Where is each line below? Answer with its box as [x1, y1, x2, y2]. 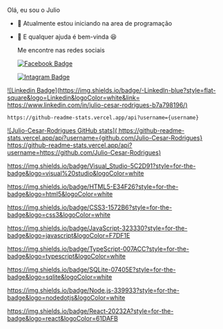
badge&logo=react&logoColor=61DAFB [7, 314, 119, 322]
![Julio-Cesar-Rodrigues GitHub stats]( [7, 126, 117, 134]
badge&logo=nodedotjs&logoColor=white [7, 294, 126, 301]
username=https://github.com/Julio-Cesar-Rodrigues [7, 149, 159, 156]
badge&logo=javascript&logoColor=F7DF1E [7, 232, 130, 239]
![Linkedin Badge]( [7, 86, 60, 94]
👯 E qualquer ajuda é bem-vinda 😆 [17, 32, 117, 41]
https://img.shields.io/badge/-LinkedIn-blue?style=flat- [59, 86, 216, 94]
